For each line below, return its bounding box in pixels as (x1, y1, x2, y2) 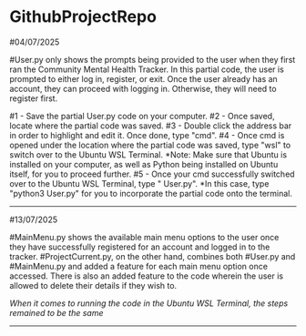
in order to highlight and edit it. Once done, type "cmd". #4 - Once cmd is (9, 129, 285, 140)
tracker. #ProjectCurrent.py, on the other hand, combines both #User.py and (9, 250, 296, 261)
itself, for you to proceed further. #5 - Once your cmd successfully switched (9, 168, 295, 179)
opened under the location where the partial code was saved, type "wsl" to (9, 139, 291, 150)
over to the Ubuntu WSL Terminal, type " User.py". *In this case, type (9, 178, 270, 188)
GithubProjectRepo (9, 6, 158, 27)
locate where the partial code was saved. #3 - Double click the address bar (9, 120, 292, 131)
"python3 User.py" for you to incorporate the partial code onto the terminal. (9, 188, 293, 199)
